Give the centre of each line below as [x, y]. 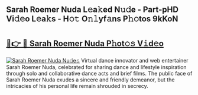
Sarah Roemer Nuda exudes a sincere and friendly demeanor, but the [90, 80]
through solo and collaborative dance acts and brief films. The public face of [99, 73]
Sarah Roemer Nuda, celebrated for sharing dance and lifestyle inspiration [97, 67]
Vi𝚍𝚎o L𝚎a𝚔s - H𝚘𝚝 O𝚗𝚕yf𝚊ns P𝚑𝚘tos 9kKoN [92, 19]
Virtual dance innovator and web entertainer [135, 60]
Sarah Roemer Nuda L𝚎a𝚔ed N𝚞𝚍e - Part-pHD [92, 10]
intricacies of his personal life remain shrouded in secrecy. [77, 86]
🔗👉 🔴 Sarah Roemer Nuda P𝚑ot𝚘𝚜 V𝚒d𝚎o [85, 43]
